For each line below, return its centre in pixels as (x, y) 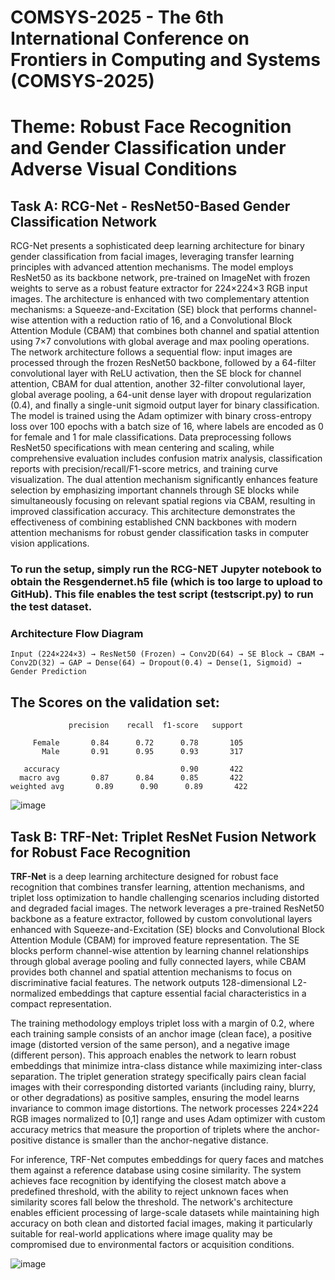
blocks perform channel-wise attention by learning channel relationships (160, 951)
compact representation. (61, 1004)
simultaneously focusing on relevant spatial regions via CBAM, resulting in (163, 501)
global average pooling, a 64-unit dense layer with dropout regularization (161, 395)
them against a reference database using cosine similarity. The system (156, 1170)
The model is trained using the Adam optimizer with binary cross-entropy (161, 416)
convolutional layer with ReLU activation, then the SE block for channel (156, 373)
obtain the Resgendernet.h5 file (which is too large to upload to (166, 582)
